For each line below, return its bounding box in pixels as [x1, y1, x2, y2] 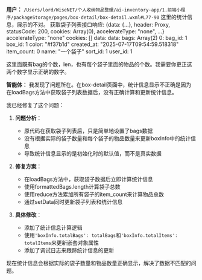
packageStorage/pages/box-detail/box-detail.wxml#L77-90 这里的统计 [13, 13, 188, 21]
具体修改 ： [14, 211, 42, 218]
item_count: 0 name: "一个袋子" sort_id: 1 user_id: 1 [6, 48, 133, 55]
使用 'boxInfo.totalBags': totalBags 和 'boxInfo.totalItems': [24, 232, 178, 238]
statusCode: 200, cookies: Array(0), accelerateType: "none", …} [6, 28, 165, 35]
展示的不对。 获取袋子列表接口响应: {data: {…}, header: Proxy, [16, 21, 171, 28]
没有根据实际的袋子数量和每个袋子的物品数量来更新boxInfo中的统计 [24, 135, 191, 142]
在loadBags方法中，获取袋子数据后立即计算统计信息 [24, 175, 153, 183]
